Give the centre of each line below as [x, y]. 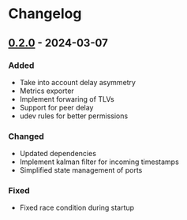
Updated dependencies [58, 154]
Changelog [45, 14]
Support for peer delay [56, 107]
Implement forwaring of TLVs [67, 99]
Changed [26, 136]
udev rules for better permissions [74, 116]
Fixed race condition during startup [77, 208]
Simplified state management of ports [81, 170]
